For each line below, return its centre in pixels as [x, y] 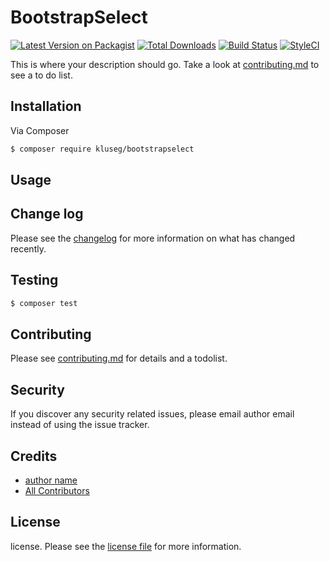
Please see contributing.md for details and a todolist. [119, 358]
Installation [46, 106]
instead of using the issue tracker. [80, 425]
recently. [28, 248]
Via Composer [40, 130]
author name [51, 480]
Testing [34, 280]
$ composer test [44, 303]
